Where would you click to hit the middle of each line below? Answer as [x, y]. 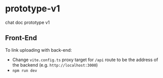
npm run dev [25, 71]
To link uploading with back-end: [39, 50]
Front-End [21, 38]
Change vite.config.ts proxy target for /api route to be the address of [85, 60]
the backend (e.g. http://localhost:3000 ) [55, 65]
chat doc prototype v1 [27, 22]
